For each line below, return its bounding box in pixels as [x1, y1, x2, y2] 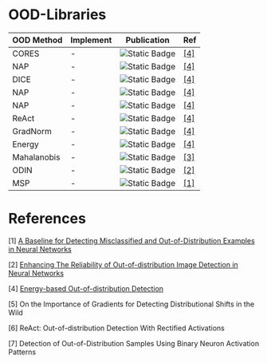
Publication [125, 34, 170, 45]
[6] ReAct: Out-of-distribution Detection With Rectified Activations [8, 323, 225, 333]
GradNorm [12, 125, 52, 136]
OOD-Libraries [8, 6, 107, 24]
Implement [70, 34, 112, 45]
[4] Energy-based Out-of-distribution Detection [8, 283, 164, 293]
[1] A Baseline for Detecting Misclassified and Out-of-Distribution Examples [8, 235, 255, 245]
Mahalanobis [12, 152, 61, 163]
